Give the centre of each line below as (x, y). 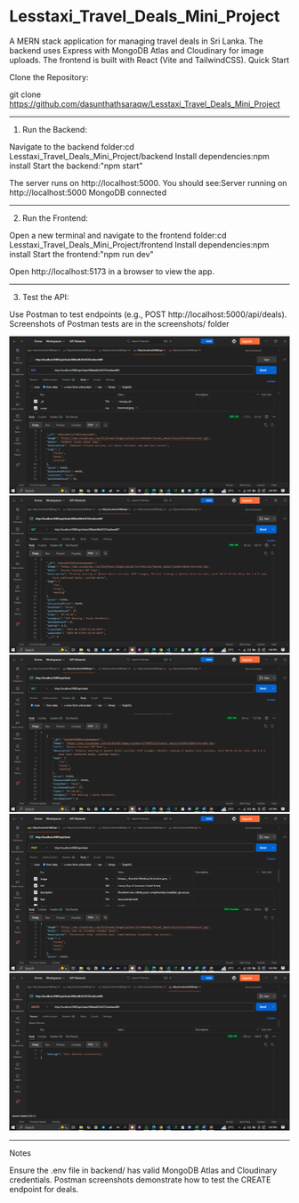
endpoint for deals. (44, 1189)
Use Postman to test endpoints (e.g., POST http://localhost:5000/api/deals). (148, 314)
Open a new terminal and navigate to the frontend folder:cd (118, 235)
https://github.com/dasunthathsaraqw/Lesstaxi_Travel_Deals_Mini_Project (145, 103)
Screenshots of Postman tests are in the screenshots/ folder (119, 323)
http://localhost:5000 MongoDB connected (88, 192)
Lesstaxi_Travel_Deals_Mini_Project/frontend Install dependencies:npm (139, 244)
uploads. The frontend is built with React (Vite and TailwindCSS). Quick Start (149, 60)
